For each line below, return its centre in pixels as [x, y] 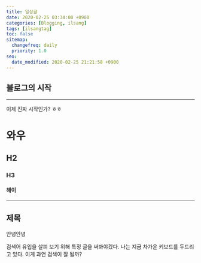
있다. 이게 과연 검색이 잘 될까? [47, 254]
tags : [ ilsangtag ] [29, 29]
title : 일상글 [22, 12]
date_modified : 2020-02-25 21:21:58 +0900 [65, 62]
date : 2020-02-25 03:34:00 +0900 [48, 17]
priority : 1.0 [29, 51]
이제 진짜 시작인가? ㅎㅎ [34, 109]
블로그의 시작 [29, 88]
